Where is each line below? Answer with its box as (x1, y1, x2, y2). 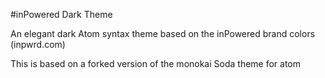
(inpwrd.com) (10, 39, 66, 50)
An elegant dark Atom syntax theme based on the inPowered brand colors (10, 28, 316, 39)
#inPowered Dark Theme (10, 9, 113, 20)
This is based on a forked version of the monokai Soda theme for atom (10, 58, 302, 69)
